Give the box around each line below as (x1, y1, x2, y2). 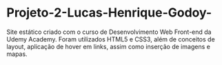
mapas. (6, 50, 28, 58)
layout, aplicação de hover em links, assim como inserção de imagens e (6, 42, 211, 50)
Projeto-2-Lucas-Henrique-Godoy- (6, 5, 212, 21)
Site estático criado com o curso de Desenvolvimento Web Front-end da (6, 28, 212, 36)
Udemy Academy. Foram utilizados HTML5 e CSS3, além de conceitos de (6, 35, 215, 43)
